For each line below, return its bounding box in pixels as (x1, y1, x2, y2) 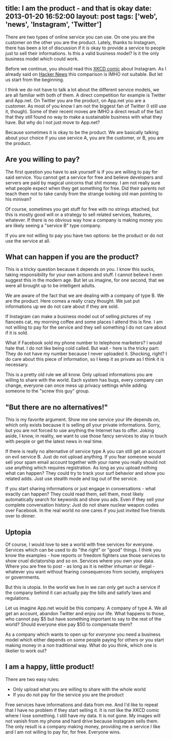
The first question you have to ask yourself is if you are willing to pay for (5, 169, 158, 175)
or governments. (5, 574, 41, 580)
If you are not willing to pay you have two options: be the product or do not (5, 232, 163, 238)
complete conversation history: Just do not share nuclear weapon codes (5, 502, 159, 508)
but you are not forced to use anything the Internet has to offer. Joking (5, 428, 155, 434)
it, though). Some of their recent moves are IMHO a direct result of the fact (5, 108, 163, 115)
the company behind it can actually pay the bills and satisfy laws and (5, 589, 151, 596)
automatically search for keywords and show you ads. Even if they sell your (5, 496, 165, 503)
